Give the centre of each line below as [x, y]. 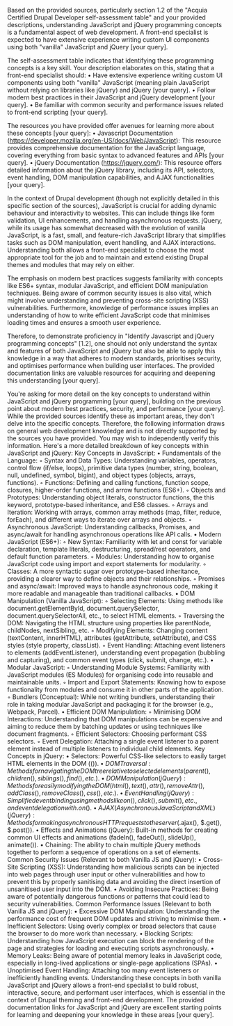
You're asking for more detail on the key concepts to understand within [109, 394]
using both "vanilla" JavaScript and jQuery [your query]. [88, 47]
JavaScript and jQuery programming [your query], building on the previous [114, 401]
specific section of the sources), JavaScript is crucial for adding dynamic [112, 206]
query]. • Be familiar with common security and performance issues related [115, 105]
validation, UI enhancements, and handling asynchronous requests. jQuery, [115, 221]
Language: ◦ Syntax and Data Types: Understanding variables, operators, [112, 460]
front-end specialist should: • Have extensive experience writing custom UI [115, 75]
